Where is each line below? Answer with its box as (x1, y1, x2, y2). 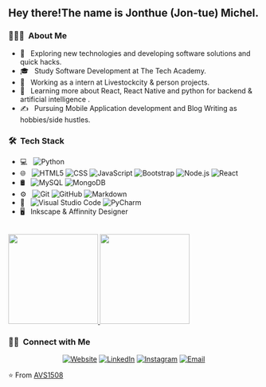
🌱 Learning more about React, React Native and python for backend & (19, 85, 253, 95)
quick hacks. (19, 57, 62, 66)
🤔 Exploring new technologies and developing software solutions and (19, 48, 251, 58)
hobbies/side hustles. (19, 115, 91, 124)
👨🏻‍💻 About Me (8, 30, 68, 41)
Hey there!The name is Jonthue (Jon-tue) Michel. (8, 6, 259, 20)
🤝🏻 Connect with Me (8, 336, 91, 347)
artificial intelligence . (19, 94, 90, 104)
